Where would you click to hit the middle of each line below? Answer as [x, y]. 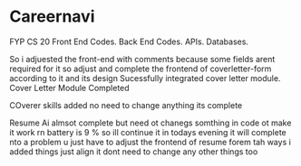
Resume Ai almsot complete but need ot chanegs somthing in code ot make [150, 123]
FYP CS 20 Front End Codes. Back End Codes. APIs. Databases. [129, 41]
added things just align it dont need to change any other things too [134, 152]
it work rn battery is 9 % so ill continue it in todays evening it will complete [148, 132]
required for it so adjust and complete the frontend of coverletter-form [141, 69]
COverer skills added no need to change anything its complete [126, 105]
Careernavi [52, 17]
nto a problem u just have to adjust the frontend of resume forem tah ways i [150, 142]
